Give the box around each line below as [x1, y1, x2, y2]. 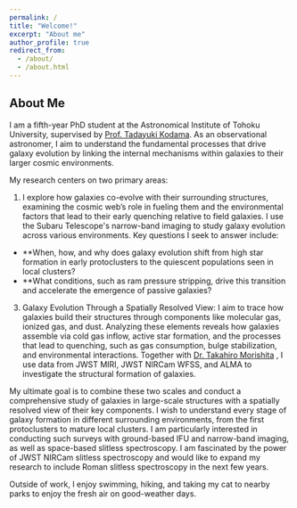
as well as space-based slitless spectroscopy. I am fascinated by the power [9, 442, 287, 453]
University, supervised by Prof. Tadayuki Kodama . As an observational [9, 128, 268, 139]
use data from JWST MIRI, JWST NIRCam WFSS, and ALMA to [21, 358, 252, 370]
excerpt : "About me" [9, 29, 87, 38]
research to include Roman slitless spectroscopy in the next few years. [9, 461, 269, 472]
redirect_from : [9, 46, 66, 55]
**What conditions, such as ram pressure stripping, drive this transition [21, 275, 286, 286]
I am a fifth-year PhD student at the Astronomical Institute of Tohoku [9, 119, 260, 130]
